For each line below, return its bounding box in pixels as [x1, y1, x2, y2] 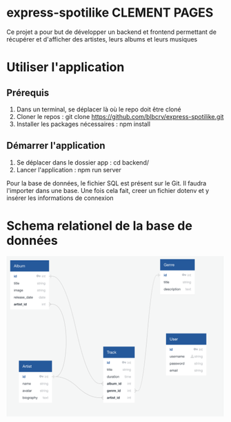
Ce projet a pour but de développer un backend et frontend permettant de [6, 28, 217, 36]
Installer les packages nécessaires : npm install [16, 120, 151, 128]
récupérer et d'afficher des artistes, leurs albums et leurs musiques [6, 35, 198, 43]
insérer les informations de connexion [6, 194, 114, 202]
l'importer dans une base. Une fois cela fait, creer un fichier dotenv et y [6, 186, 210, 194]
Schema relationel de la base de [6, 218, 192, 233]
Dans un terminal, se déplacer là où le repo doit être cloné [16, 105, 181, 113]
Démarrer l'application [6, 140, 106, 152]
